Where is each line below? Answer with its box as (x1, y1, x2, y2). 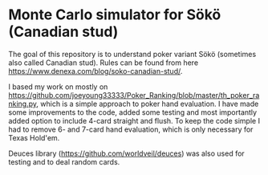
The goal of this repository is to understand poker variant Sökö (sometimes (8, 49, 257, 59)
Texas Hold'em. (8, 132, 60, 142)
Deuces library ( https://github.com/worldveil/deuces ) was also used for (8, 149, 245, 158)
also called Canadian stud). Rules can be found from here (8, 58, 199, 67)
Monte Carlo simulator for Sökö (8, 6, 221, 24)
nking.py (8, 99, 37, 108)
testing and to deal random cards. (8, 157, 120, 166)
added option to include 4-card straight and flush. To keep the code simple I (8, 116, 261, 125)
